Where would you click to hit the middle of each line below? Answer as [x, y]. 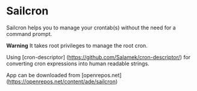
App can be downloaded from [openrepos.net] [64, 75]
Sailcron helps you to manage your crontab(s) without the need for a [91, 28]
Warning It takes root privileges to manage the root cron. [77, 45]
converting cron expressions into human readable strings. [78, 63]
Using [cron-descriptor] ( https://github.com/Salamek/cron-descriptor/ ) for [98, 57]
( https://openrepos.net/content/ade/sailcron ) [62, 81]
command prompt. [29, 34]
